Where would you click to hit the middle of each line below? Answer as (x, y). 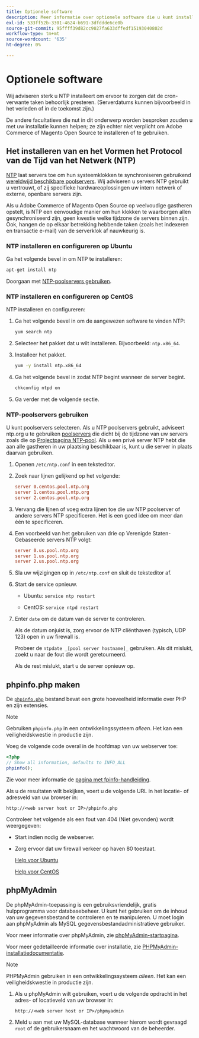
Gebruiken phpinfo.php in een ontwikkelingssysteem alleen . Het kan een (94, 728)
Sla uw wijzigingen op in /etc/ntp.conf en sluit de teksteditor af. (93, 573)
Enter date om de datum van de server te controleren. (80, 619)
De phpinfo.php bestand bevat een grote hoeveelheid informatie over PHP (96, 699)
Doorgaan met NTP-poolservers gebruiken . (59, 281)
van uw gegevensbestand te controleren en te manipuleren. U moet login (95, 917)
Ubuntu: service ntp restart (59, 596)
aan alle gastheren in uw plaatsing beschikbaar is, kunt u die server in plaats (99, 447)
